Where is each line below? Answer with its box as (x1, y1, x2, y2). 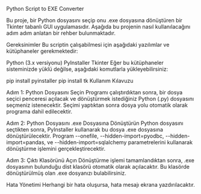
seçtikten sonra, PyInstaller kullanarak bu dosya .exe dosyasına (6, 126, 164, 133)
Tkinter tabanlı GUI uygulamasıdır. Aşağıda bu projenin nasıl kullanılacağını (6, 23, 191, 30)
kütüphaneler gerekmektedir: (6, 47, 78, 55)
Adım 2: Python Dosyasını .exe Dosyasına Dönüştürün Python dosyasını (6, 120, 184, 127)
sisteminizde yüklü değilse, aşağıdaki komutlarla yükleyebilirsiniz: (6, 65, 169, 73)
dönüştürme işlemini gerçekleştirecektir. (6, 145, 106, 152)
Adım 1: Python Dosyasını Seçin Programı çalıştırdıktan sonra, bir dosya (6, 89, 183, 95)
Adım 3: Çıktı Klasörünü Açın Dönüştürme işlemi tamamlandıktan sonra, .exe (6, 157, 194, 164)
